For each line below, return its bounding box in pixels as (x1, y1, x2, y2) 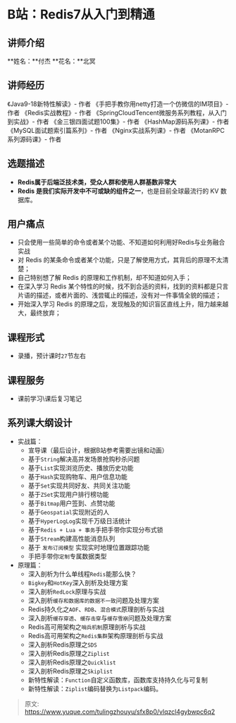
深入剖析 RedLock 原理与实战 (27, 587, 106, 596)
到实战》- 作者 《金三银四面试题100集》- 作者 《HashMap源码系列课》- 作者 (7, 117, 230, 126)
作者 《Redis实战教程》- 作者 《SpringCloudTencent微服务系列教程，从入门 (7, 108, 228, 117)
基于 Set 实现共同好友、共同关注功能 (27, 481, 131, 490)
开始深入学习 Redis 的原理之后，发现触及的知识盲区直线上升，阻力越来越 (17, 300, 229, 308)
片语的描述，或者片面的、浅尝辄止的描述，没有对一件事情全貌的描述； (17, 291, 222, 300)
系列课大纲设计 (7, 417, 73, 429)
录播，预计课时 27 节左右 (17, 351, 87, 360)
